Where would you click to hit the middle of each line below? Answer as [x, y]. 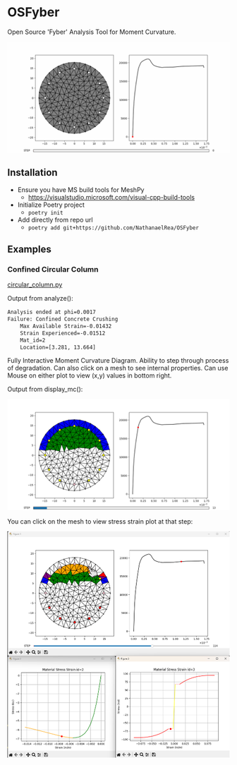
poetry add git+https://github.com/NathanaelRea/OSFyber [114, 228]
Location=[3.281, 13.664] [58, 348]
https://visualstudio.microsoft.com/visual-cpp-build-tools [111, 197]
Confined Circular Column [53, 270]
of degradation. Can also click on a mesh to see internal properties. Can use [118, 368]
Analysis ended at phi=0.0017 [52, 312]
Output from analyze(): [41, 299]
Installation [32, 173]
